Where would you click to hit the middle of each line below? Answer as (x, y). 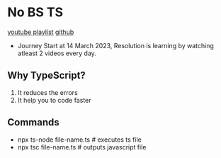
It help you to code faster (54, 100)
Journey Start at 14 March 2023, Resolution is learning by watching (116, 45)
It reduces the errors (47, 92)
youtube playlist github (41, 32)
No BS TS (35, 12)
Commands (34, 122)
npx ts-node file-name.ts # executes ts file (79, 140)
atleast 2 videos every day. (57, 53)
